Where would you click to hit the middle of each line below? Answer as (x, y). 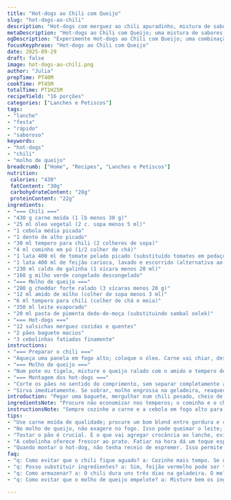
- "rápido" (23, 128)
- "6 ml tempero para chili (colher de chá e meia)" (84, 301)
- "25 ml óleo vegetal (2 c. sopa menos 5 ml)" (77, 224)
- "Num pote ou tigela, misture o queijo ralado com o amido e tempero (112, 371)
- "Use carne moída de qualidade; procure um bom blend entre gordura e (113, 422)
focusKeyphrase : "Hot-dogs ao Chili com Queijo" (78, 45)
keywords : (21, 141)
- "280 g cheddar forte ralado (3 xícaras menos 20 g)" (89, 288)
